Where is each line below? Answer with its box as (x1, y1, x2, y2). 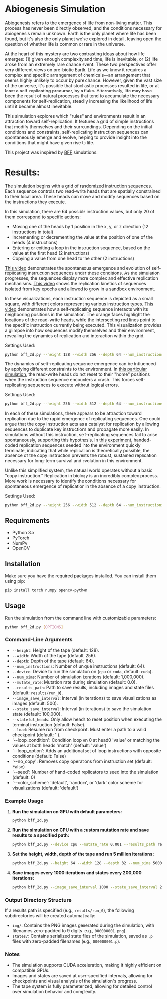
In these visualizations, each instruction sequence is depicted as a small (5, 295, 153, 301)
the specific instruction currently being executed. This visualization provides (5, 322, 162, 328)
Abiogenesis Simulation (5, 3, 106, 15)
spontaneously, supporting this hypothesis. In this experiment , (5, 437, 133, 443)
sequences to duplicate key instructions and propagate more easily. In (5, 426, 149, 432)
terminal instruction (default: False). (12, 721, 85, 727)
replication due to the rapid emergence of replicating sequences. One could (5, 415, 161, 421)
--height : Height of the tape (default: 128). (12, 647, 100, 653)
